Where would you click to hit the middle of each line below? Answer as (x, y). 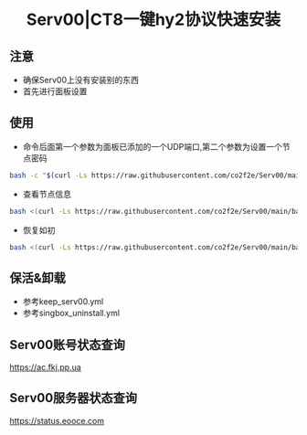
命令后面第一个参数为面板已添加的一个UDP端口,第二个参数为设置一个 (153, 146)
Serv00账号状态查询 (68, 345)
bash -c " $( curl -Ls (49, 175)
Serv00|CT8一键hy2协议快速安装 (153, 20)
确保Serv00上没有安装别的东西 (80, 80)
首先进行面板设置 (55, 91)
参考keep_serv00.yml (63, 302)
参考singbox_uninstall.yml (71, 313)
